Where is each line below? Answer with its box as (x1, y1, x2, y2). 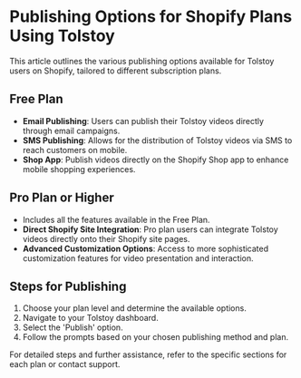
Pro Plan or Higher (9, 190, 115, 206)
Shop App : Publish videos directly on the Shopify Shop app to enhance (22, 154, 289, 165)
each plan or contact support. (9, 359, 121, 370)
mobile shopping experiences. (22, 163, 136, 174)
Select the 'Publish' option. (22, 322, 124, 333)
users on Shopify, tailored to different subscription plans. (9, 65, 222, 76)
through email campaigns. (22, 125, 121, 136)
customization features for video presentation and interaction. (22, 252, 254, 264)
